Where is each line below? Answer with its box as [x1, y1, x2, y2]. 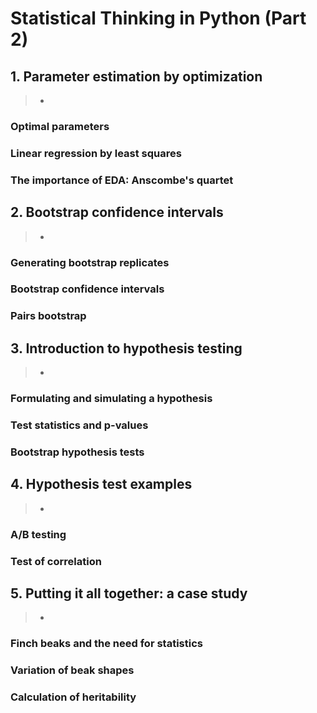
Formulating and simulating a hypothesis [10, 392, 213, 406]
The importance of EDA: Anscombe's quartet [10, 173, 234, 187]
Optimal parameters [10, 119, 110, 133]
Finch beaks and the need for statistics [10, 637, 203, 651]
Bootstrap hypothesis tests [10, 445, 145, 459]
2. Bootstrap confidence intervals [10, 204, 224, 221]
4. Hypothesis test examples [10, 476, 193, 493]
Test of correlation [10, 554, 102, 568]
